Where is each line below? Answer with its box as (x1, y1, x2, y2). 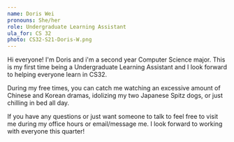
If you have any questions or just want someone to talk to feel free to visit (7, 113, 219, 121)
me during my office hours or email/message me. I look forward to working (7, 120, 223, 128)
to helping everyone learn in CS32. (7, 71, 108, 79)
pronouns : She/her (7, 17, 61, 24)
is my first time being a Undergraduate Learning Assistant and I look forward (7, 63, 227, 71)
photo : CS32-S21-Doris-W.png (7, 36, 92, 43)
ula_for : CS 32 (7, 29, 52, 37)
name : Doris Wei (7, 10, 54, 17)
